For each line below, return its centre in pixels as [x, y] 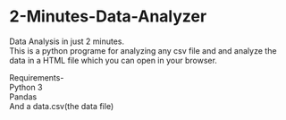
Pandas [23, 97]
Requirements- [37, 77]
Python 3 [26, 87]
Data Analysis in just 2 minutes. [67, 41]
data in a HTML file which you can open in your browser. [113, 60]
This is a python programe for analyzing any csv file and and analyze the [143, 50]
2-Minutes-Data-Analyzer [108, 17]
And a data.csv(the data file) [62, 106]
